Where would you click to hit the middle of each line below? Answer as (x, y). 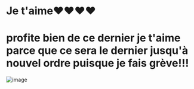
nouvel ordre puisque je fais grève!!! (98, 63)
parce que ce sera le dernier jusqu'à (97, 51)
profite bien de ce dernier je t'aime (93, 38)
